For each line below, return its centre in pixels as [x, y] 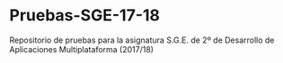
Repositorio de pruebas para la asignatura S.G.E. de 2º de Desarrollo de [142, 40]
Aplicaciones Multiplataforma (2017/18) [82, 49]
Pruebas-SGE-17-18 [84, 16]
